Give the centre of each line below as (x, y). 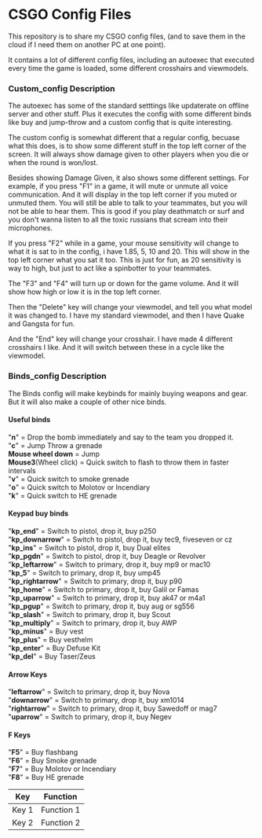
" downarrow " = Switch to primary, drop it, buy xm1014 (96, 700)
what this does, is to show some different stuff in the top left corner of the (127, 146)
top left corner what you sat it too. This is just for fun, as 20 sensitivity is (125, 260)
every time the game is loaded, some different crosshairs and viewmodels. (129, 68)
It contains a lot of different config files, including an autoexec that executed (131, 60)
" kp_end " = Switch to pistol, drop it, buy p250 (82, 531)
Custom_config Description (62, 88)
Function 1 (60, 810)
